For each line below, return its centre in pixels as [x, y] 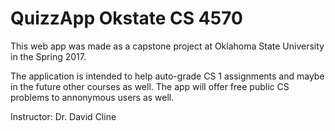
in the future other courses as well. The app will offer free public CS [150, 86]
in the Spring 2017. [48, 56]
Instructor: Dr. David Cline [63, 116]
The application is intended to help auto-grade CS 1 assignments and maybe [167, 76]
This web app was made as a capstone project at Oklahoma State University [167, 46]
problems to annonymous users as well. [92, 97]
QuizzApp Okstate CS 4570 [126, 18]
